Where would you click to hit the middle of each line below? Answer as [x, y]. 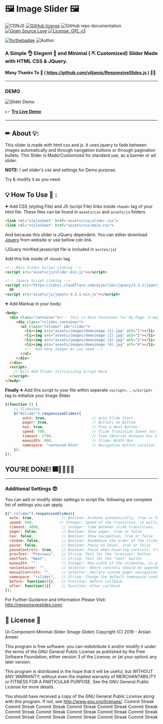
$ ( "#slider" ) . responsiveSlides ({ [48, 414]
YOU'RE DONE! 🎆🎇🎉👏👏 [40, 469]
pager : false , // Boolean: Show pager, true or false [76, 532]
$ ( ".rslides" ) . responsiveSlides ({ [40, 513]
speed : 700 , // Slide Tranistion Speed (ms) [90, 432]
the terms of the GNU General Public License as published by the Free [75, 652]
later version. [18, 662]
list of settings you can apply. [34, 505]
